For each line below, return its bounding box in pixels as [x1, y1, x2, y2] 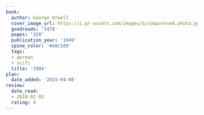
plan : [5, 71, 19, 77]
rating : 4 [11, 99, 36, 105]
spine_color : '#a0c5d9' [11, 43, 71, 49]
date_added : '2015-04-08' [11, 77, 77, 83]
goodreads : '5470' [11, 26, 58, 32]
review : [5, 83, 26, 89]
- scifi [11, 60, 31, 66]
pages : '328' [11, 32, 44, 38]
